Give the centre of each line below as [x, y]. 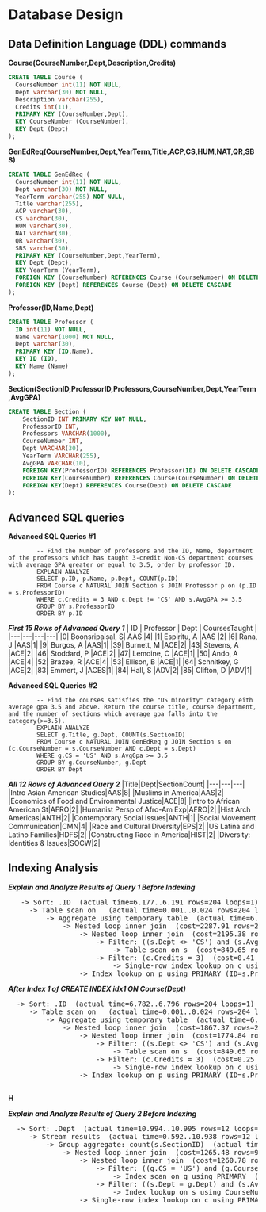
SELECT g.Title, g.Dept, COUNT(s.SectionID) [111, 735]
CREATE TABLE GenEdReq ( [49, 174]
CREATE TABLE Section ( [47, 411]
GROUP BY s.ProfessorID [76, 607]
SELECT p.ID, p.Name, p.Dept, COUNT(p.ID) [108, 579]
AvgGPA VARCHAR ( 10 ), [56, 463]
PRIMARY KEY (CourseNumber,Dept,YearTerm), [88, 255]
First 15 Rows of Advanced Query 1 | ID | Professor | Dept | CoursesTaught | [133, 629]
